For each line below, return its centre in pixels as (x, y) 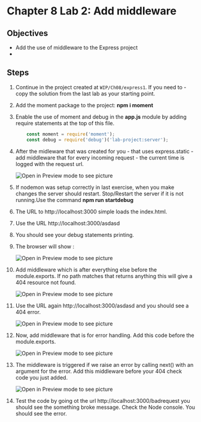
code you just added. (42, 377)
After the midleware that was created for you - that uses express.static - (104, 151)
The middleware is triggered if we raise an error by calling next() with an (104, 364)
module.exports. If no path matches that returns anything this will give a (104, 276)
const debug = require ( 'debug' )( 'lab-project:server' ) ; (98, 140)
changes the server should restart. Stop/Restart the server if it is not (100, 194)
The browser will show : (45, 246)
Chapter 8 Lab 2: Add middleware (92, 11)
